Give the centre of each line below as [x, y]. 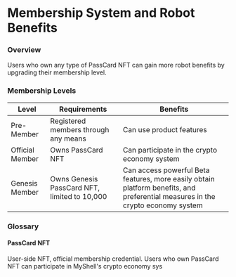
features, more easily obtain [169, 179]
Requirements [83, 109]
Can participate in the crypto [170, 150]
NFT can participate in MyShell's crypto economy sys [85, 266]
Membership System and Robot [101, 13]
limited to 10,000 [79, 196]
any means [68, 138]
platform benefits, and [159, 188]
